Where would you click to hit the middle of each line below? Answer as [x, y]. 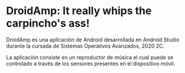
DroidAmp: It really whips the [79, 11]
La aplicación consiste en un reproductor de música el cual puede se [90, 57]
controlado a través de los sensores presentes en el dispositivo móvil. [91, 64]
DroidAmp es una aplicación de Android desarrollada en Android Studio [93, 39]
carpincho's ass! [48, 23]
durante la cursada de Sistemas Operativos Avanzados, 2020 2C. [85, 46]
